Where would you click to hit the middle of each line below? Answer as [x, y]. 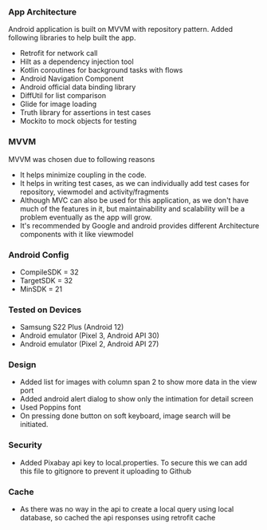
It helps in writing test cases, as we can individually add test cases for [134, 183]
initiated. [34, 425]
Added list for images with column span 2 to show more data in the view [138, 382]
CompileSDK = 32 [49, 272]
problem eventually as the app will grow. [86, 217]
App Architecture [43, 12]
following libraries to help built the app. [72, 38]
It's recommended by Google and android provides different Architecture [139, 225]
